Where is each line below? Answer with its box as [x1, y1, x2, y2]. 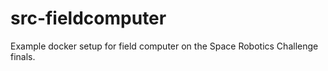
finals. [10, 50, 36, 62]
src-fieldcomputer [10, 7, 167, 30]
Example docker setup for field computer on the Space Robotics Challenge [10, 40, 319, 52]
